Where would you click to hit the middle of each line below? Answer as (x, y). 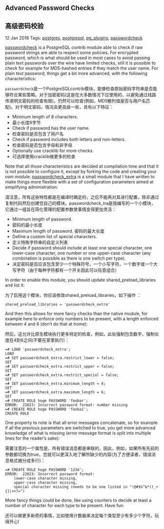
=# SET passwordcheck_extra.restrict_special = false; (62, 375)
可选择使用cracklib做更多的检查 (44, 156)
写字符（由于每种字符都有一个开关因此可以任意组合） (66, 270)
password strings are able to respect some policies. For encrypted (72, 53)
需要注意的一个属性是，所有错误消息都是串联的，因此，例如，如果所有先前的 (82, 448)
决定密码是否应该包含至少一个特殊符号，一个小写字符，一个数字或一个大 (85, 264)
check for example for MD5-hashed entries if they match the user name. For (82, 68)
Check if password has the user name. (51, 128)
